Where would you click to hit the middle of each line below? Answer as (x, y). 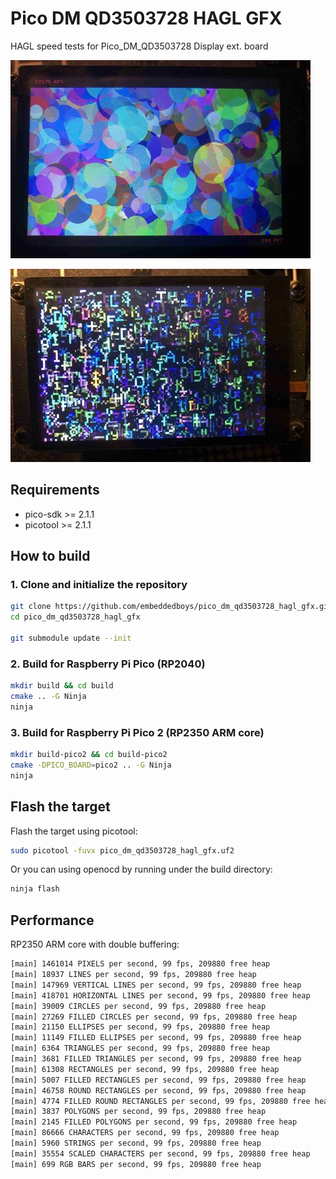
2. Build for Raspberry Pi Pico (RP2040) (108, 664)
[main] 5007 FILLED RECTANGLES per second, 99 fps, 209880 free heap (158, 1080)
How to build (50, 556)
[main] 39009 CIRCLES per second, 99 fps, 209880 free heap (138, 1006)
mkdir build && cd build (62, 686)
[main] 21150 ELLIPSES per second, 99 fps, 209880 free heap (140, 1027)
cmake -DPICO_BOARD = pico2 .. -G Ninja (91, 765)
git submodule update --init (71, 638)
